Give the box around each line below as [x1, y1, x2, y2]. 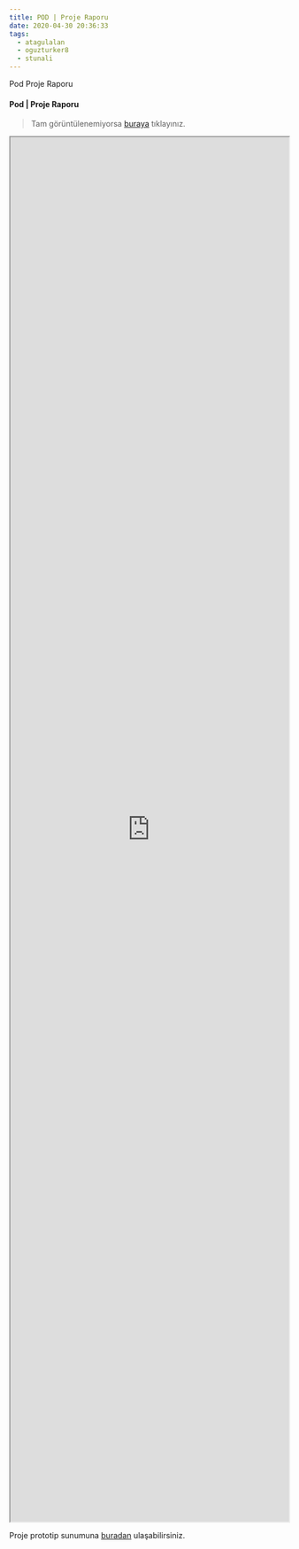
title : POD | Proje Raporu [9, 12, 109, 22]
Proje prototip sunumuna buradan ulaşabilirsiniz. [9, 1530, 186, 1541]
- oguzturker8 [17, 46, 69, 55]
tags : [9, 29, 29, 38]
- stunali [17, 54, 53, 63]
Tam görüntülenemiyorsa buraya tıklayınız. [30, 119, 186, 129]
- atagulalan [17, 37, 65, 47]
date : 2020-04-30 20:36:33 [9, 21, 109, 30]
